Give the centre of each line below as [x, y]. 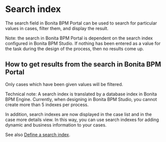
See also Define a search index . [38, 134]
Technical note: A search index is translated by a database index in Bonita [81, 94]
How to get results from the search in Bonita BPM [83, 64]
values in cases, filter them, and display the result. [57, 28]
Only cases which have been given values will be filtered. [64, 84]
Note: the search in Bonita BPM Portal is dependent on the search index [79, 38]
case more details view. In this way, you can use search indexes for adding [82, 119]
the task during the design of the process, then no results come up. [74, 48]
